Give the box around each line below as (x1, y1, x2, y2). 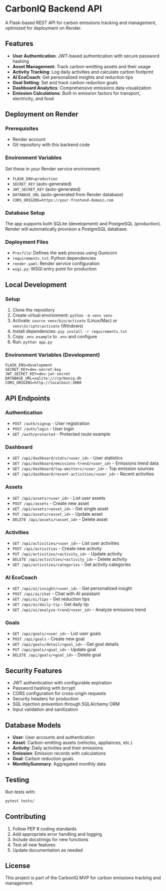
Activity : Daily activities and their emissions (12, 745, 103, 751)
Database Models (5, 721, 61, 729)
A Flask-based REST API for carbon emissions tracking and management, (5, 20, 156, 26)
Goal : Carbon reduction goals (12, 756, 74, 762)
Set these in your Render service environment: (5, 166, 101, 172)
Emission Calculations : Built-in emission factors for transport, (12, 90, 141, 96)
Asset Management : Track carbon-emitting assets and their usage (12, 63, 151, 69)
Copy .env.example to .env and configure (12, 334, 97, 340)
